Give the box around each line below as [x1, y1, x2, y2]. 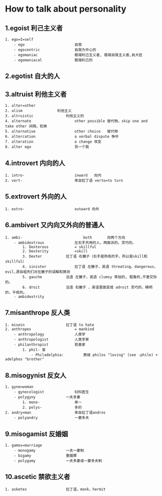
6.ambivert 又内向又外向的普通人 [5, 221, 104, 229]
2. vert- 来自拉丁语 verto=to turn [5, 178, 123, 183]
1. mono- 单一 [22, 400, 82, 405]
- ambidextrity [14, 294, 45, 299]
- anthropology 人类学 [14, 332, 86, 337]
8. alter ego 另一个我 [5, 145, 89, 149]
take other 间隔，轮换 [5, 124, 48, 129]
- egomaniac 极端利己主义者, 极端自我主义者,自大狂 [14, 52, 143, 57]
